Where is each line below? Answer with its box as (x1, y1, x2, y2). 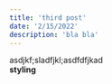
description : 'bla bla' (9, 30, 99, 39)
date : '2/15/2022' (9, 22, 79, 31)
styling (9, 64, 36, 75)
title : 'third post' (9, 13, 88, 23)
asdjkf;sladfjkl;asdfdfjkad (9, 55, 104, 66)
